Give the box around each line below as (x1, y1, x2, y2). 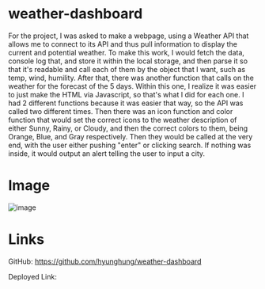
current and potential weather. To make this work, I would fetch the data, (8, 48, 245, 57)
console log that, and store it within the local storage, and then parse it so (8, 56, 248, 66)
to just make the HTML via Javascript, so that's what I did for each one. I (8, 89, 244, 99)
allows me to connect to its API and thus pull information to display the (8, 39, 237, 48)
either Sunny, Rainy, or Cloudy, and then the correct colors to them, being (8, 124, 248, 133)
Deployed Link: (8, 272, 57, 281)
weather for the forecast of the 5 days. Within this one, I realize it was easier (8, 81, 257, 91)
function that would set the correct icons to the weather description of (8, 115, 237, 124)
